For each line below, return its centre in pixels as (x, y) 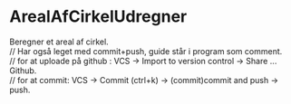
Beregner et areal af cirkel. (59, 42)
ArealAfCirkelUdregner (98, 17)
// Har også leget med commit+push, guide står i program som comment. (146, 51)
